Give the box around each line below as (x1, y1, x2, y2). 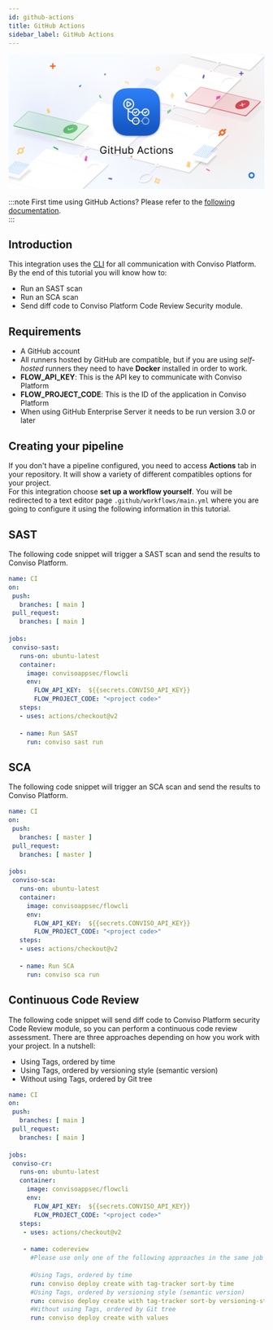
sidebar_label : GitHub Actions (8, 30, 115, 38)
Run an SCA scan (19, 292, 79, 302)
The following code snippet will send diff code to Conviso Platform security (8, 1015, 260, 1025)
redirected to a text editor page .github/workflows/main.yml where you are (8, 495, 259, 505)
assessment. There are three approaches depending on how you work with (8, 1032, 260, 1042)
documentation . (8, 205, 62, 215)
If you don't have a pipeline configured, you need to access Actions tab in (8, 461, 258, 471)
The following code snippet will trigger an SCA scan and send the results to (8, 782, 261, 792)
